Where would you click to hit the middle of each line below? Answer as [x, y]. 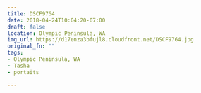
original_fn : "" [31, 46]
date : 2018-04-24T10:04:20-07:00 [56, 20]
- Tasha [19, 66]
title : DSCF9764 [31, 14]
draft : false [26, 27]
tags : [15, 53]
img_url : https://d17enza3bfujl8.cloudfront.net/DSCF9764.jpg [100, 40]
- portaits [23, 72]
